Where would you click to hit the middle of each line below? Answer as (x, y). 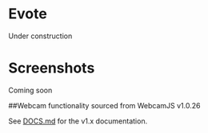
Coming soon (30, 90)
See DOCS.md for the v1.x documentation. (78, 121)
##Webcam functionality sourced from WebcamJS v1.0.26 (104, 105)
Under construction (40, 36)
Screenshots (52, 68)
